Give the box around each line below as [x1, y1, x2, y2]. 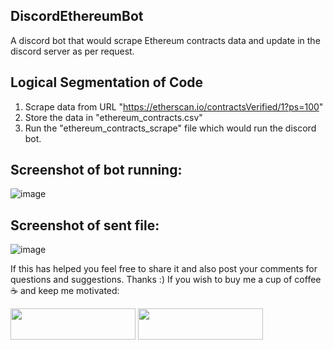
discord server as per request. [10, 45, 135, 57]
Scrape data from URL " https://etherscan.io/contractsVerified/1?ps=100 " [24, 100, 324, 113]
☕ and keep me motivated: [10, 285, 120, 297]
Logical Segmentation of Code [10, 74, 204, 91]
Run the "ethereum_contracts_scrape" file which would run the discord [24, 122, 317, 134]
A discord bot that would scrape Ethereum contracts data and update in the [10, 34, 321, 46]
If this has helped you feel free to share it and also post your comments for [10, 263, 318, 275]
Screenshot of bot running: [10, 162, 183, 179]
